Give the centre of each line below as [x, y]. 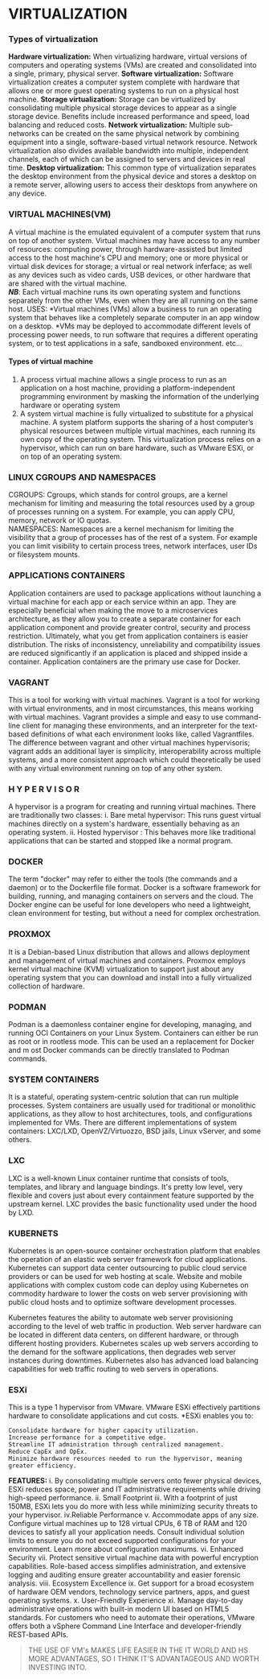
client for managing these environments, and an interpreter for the [131, 725]
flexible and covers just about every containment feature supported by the [131, 1195]
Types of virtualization [53, 39]
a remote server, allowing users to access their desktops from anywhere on [133, 185]
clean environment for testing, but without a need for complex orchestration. [134, 914]
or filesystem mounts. [44, 555]
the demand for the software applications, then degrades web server [122, 1351]
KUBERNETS [33, 1233]
